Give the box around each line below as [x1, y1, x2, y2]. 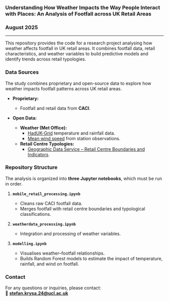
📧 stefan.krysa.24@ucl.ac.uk [5, 290, 68, 296]
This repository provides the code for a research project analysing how [5, 40, 152, 46]
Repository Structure [5, 164, 58, 171]
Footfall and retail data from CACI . [20, 105, 91, 111]
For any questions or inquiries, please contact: [5, 285, 102, 291]
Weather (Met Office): [20, 125, 67, 131]
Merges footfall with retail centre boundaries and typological [20, 206, 145, 212]
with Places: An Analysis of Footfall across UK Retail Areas [5, 10, 152, 17]
